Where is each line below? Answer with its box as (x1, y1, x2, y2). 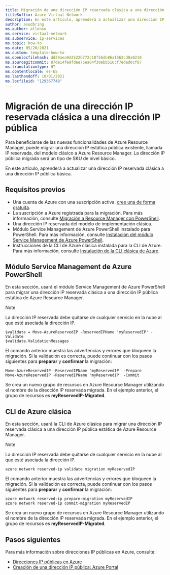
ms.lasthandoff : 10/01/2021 (5, 74, 65, 79)
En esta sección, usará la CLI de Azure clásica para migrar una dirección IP (5, 421, 162, 427)
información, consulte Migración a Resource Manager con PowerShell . (12, 215, 160, 221)
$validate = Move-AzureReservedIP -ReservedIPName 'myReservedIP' (5, 330, 149, 335)
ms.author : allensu (5, 27, 47, 32)
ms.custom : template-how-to (5, 50, 65, 55)
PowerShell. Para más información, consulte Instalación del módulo (12, 231, 154, 238)
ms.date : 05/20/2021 (5, 45, 49, 50)
